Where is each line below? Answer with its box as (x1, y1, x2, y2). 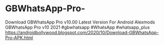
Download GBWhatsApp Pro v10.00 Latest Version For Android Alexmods (5, 19, 156, 25)
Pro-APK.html (5, 35, 33, 41)
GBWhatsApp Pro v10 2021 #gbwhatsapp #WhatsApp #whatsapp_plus (5, 24, 150, 30)
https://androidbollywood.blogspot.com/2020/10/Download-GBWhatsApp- (5, 29, 159, 35)
